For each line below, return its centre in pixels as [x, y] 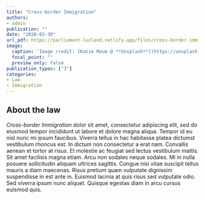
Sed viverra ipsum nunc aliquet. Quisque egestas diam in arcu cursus [94, 183]
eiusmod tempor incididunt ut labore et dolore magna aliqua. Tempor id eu [99, 131]
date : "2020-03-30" [31, 35]
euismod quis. [24, 189]
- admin [16, 23]
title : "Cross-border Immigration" [52, 12]
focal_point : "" [32, 57]
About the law [34, 110]
